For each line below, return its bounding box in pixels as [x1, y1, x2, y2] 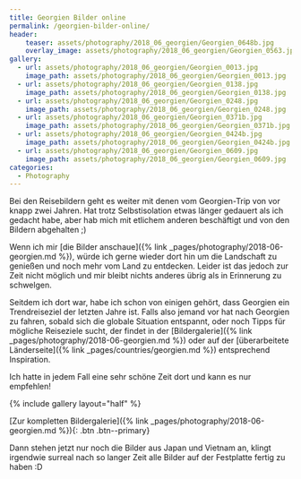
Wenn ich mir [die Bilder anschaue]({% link [9, 242, 168, 252]
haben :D [9, 462, 43, 473]
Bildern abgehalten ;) [9, 225, 87, 235]
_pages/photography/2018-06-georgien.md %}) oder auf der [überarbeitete [9, 335, 289, 346]
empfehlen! [9, 381, 52, 392]
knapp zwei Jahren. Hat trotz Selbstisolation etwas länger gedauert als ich [9, 205, 284, 216]
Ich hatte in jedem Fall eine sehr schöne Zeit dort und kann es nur [9, 372, 252, 382]
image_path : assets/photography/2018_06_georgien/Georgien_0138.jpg [25, 88, 287, 97]
